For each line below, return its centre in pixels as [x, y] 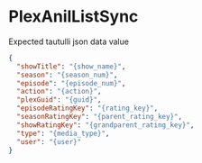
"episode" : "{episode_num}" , [71, 83]
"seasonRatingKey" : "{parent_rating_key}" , [99, 117]
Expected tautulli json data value [69, 41]
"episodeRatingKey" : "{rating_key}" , [87, 109]
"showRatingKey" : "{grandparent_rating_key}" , [106, 125]
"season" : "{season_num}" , [67, 75]
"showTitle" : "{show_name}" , [71, 66]
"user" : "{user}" [49, 141]
